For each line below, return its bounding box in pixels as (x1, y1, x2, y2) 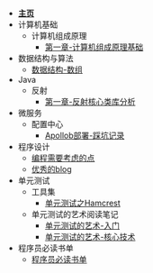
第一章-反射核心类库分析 (44, 96, 136, 106)
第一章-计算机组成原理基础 (44, 41, 144, 52)
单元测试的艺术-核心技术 (44, 232, 136, 241)
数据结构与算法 (17, 53, 74, 63)
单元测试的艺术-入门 (44, 220, 120, 231)
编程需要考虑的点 (31, 152, 95, 163)
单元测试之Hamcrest (44, 197, 121, 208)
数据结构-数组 (31, 64, 84, 75)
